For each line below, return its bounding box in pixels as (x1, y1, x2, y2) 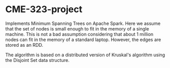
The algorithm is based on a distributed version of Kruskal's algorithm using (5, 52, 165, 58)
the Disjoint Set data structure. (5, 57, 70, 63)
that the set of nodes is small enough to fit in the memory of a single (5, 25, 150, 31)
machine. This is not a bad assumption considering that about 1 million (5, 31, 154, 37)
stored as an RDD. (5, 42, 44, 48)
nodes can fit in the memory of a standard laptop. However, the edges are (5, 37, 161, 43)
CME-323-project (5, 4, 83, 15)
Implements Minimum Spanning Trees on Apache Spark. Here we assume (5, 20, 161, 26)
